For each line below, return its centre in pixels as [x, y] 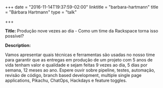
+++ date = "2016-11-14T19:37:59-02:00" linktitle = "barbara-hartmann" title [82, 7]
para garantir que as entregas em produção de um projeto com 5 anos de [79, 60]
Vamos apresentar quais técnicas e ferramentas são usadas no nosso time [80, 55]
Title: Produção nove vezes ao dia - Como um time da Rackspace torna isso [82, 31]
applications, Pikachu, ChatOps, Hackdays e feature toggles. [66, 80]
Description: [18, 45]
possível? [15, 36]
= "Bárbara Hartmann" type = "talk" [41, 12]
